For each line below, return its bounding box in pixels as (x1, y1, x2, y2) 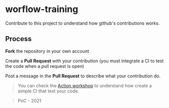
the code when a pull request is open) (5, 63, 85, 69)
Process (5, 35, 32, 43)
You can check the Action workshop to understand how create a (17, 82, 152, 88)
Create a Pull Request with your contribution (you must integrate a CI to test (5, 58, 164, 64)
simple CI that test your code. (17, 88, 79, 94)
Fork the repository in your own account (5, 48, 90, 54)
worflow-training (5, 4, 78, 15)
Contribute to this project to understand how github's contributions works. (5, 20, 160, 26)
